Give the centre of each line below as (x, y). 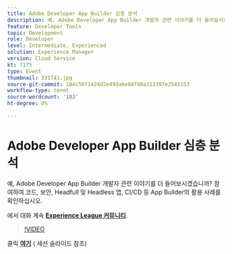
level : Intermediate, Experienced (57, 46)
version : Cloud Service (41, 59)
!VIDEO (34, 229)
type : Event (24, 71)
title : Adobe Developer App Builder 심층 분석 (72, 13)
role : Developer (30, 39)
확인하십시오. (25, 200)
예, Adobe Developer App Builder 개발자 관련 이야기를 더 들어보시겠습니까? (110, 183)
